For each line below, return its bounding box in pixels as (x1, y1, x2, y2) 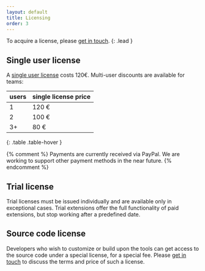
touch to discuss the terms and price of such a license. (6, 257, 145, 265)
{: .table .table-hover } (6, 139, 62, 146)
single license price (32, 93, 91, 101)
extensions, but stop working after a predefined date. (6, 211, 141, 218)
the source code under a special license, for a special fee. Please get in (6, 251, 187, 259)
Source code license (6, 229, 86, 239)
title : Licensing (6, 15, 51, 21)
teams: (6, 78, 24, 85)
